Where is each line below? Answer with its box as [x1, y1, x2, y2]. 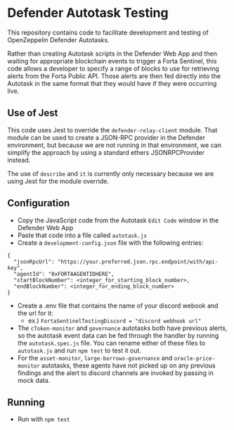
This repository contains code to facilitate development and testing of [7, 28, 209, 37]
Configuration [7, 197, 70, 209]
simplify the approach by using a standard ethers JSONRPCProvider [7, 148, 205, 156]
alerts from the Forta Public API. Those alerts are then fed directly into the [7, 72, 221, 80]
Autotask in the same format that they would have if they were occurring [7, 79, 217, 87]
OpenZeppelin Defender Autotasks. [7, 35, 110, 44]
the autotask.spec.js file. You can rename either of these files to [17, 339, 206, 347]
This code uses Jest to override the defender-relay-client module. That [7, 125, 218, 134]
